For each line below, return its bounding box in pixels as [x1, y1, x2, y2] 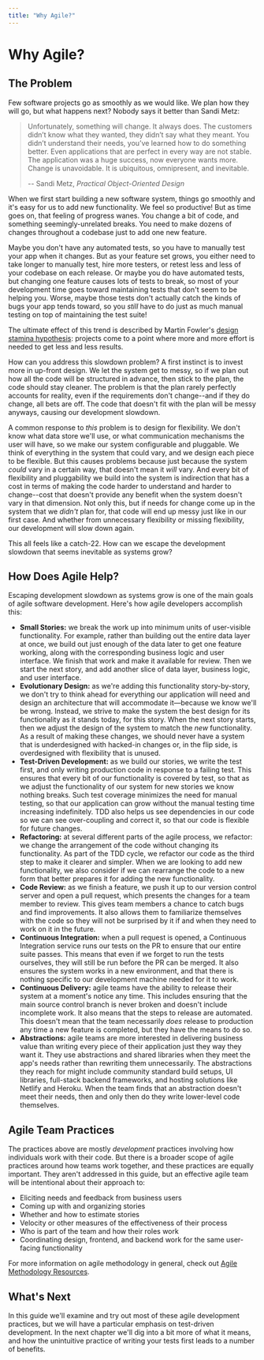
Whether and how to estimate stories [19, 1210, 140, 1220]
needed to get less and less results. [8, 342, 124, 351]
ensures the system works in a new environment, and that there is [19, 966, 234, 976]
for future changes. [19, 824, 83, 833]
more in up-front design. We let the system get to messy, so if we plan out [8, 365, 249, 375]
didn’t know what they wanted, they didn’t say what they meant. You [27, 129, 250, 139]
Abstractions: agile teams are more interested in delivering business [19, 1033, 244, 1043]
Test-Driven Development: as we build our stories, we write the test [19, 757, 243, 766]
